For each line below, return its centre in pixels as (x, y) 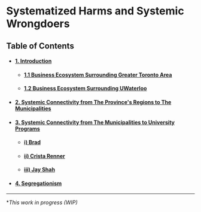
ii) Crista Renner (45, 156)
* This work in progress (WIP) (42, 202)
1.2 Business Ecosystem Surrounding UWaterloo (85, 89)
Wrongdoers (38, 24)
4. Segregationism (38, 183)
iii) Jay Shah (39, 169)
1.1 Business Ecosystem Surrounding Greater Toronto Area (98, 75)
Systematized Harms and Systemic (95, 11)
